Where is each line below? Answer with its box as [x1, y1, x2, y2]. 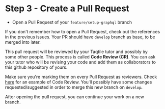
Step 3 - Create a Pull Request [5, 3, 130, 14]
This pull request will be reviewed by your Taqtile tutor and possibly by [5, 49, 148, 54]
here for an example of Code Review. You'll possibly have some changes [5, 79, 152, 85]
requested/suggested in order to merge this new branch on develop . [5, 84, 143, 90]
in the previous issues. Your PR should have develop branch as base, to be [5, 34, 156, 40]
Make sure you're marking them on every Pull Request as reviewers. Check [5, 74, 157, 80]
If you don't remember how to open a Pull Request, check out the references [5, 28, 160, 34]
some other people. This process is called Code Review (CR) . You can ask [5, 54, 156, 59]
